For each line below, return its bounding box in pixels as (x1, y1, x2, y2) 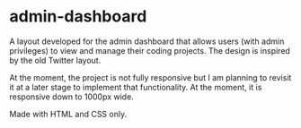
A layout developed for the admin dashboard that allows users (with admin (9, 36, 285, 47)
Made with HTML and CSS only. (9, 108, 128, 119)
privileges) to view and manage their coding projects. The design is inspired (9, 45, 290, 55)
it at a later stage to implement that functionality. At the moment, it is (9, 81, 262, 92)
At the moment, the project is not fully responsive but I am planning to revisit (9, 72, 292, 82)
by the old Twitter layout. (9, 55, 102, 65)
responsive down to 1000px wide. (9, 91, 135, 102)
